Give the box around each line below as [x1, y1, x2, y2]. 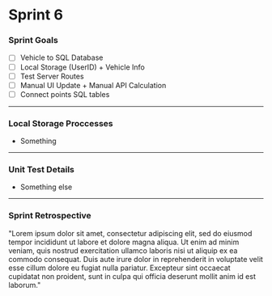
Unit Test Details [8, 164, 75, 175]
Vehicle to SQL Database [19, 53, 104, 62]
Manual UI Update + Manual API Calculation [19, 80, 167, 90]
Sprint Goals [8, 35, 58, 46]
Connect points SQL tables [19, 89, 110, 99]
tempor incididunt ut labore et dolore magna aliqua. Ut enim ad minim [8, 237, 240, 247]
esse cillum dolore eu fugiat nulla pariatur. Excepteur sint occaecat [8, 263, 231, 273]
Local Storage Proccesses [8, 117, 113, 129]
